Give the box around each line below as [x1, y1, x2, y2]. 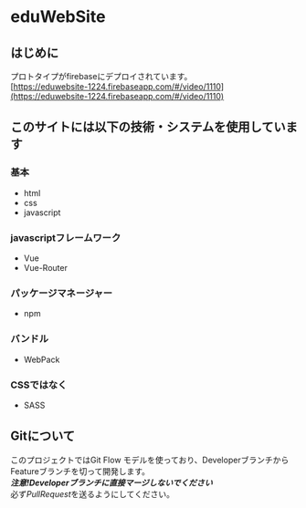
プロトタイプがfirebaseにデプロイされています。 [10, 71, 193, 81]
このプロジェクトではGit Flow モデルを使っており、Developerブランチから [10, 454, 290, 465]
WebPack [23, 354, 60, 365]
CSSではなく [10, 378, 68, 391]
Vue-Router [23, 262, 68, 273]
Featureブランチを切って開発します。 [10, 465, 150, 476]
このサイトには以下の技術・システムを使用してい [10, 119, 286, 135]
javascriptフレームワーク [10, 231, 121, 244]
